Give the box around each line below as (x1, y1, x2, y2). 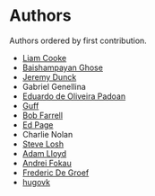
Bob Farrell (22, 110, 64, 120)
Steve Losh (22, 138, 65, 149)
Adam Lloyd (22, 147, 67, 158)
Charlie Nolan (22, 129, 73, 139)
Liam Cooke (22, 52, 67, 63)
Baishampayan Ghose (22, 62, 103, 73)
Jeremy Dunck (22, 71, 77, 82)
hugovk (22, 176, 51, 187)
